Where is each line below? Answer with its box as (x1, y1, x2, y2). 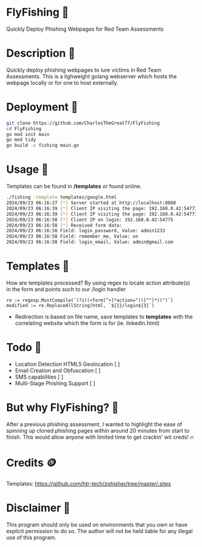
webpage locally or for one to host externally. (6, 79, 118, 86)
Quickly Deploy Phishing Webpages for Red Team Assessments (6, 25, 164, 32)
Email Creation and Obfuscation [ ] (14, 366, 101, 374)
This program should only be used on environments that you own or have (6, 521, 188, 528)
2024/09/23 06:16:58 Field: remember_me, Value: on (6, 233, 138, 240)
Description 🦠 (6, 46, 76, 60)
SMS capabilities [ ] (14, 373, 64, 380)
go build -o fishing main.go (6, 143, 79, 149)
